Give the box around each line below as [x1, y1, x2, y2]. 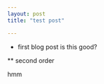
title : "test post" [7, 17, 65, 24]
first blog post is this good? [17, 42, 98, 51]
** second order [7, 56, 55, 64]
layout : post [7, 10, 46, 18]
